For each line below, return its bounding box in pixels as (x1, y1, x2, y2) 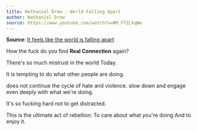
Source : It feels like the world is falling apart (6, 36, 114, 43)
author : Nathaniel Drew (6, 14, 65, 20)
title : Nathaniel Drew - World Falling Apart (6, 8, 121, 15)
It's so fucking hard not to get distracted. (6, 100, 107, 107)
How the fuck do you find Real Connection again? (6, 48, 129, 55)
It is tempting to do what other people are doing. (6, 71, 125, 78)
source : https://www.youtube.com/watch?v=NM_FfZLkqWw (6, 20, 143, 26)
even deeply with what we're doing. (6, 89, 94, 96)
